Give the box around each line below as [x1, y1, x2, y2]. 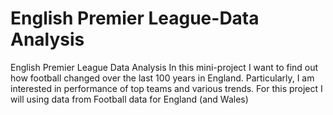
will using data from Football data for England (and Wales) [10, 93, 249, 105]
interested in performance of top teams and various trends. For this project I [10, 82, 323, 94]
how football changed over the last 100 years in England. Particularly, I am [10, 72, 315, 84]
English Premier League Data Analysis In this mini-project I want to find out [10, 61, 319, 73]
